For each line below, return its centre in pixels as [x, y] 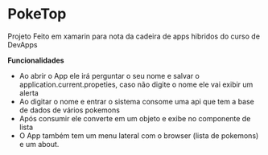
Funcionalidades [36, 60]
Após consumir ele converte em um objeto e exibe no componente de [135, 118]
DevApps [23, 44]
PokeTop [37, 14]
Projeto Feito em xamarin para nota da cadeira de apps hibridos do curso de [134, 36]
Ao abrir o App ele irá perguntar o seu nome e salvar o [109, 75]
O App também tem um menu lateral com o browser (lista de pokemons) [139, 135]
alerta [29, 92]
